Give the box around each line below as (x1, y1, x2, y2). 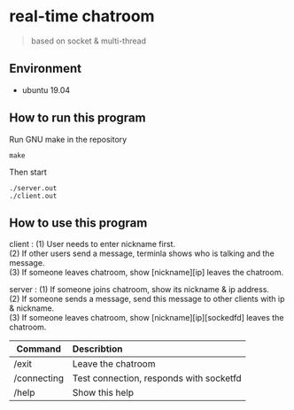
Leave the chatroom (72, 358, 156, 370)
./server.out (9, 183, 58, 192)
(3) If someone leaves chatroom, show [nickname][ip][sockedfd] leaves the (9, 313, 284, 323)
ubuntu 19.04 (21, 84, 71, 95)
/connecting (13, 372, 65, 384)
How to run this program (9, 111, 146, 126)
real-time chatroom (9, 6, 155, 27)
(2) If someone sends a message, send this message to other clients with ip (9, 294, 285, 305)
